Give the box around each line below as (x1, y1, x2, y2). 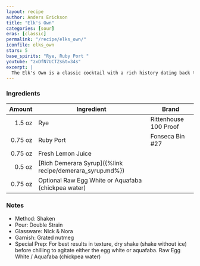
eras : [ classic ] (6, 31, 46, 37)
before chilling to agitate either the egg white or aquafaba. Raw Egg (14, 246, 181, 253)
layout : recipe (6, 8, 44, 15)
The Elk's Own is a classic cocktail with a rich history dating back (11, 70, 190, 76)
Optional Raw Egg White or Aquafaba (38, 176, 142, 184)
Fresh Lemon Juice (38, 149, 92, 157)
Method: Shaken (14, 215, 55, 222)
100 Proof (150, 122, 180, 131)
